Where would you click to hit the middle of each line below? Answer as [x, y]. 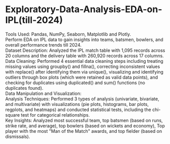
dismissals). [18, 136]
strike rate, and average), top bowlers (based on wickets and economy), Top [85, 126]
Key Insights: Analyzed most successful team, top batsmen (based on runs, [84, 120]
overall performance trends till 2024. [44, 45]
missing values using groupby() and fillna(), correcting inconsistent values [83, 66]
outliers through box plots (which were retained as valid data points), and [82, 77]
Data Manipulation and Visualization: [43, 93]
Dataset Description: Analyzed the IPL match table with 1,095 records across [85, 50]
